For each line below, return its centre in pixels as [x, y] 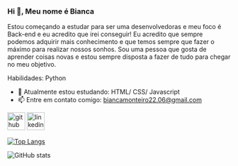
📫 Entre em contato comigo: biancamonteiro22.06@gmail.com [109, 100]
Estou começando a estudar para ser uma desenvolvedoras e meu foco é [114, 27]
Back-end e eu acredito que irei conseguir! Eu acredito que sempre [105, 34]
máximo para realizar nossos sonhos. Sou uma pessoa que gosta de [107, 50]
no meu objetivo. [32, 65]
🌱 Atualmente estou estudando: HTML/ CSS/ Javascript [99, 92]
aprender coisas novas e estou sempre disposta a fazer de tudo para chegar [119, 57]
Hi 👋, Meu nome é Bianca [51, 11]
